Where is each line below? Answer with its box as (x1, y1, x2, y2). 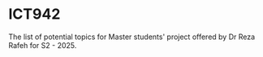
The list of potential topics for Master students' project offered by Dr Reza (8, 32, 256, 42)
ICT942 (8, 5, 61, 24)
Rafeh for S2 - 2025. (8, 40, 77, 50)
